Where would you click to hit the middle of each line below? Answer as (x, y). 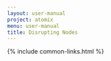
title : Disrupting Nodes (42, 32)
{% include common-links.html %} (56, 52)
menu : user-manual (33, 26)
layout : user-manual (37, 13)
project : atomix (30, 20)
